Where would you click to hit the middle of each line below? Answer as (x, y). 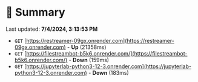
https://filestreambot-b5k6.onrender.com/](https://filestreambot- (107, 53)
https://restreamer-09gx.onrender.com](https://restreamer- (101, 40)
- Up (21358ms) (87, 47)
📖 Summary (35, 12)
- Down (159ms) (89, 60)
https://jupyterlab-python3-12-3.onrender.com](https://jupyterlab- (109, 66)
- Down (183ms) (108, 72)
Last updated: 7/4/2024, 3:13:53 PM (52, 29)
